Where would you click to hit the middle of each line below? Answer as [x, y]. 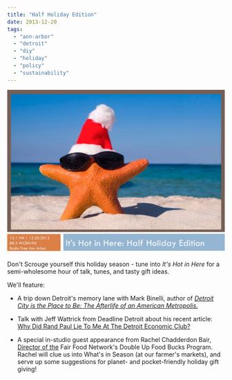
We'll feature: [26, 285]
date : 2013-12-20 [32, 22]
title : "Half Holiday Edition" [52, 15]
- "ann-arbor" [33, 37]
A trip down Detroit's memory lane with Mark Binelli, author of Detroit [115, 298]
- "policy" [29, 66]
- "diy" [25, 51]
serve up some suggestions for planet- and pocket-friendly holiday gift [118, 361]
